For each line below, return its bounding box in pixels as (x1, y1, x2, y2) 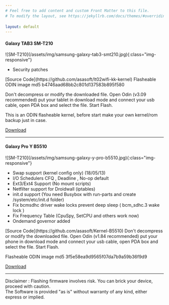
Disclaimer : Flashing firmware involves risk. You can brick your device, (5, 278, 153, 284)
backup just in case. (5, 117, 47, 124)
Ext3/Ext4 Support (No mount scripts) (12, 180, 92, 187)
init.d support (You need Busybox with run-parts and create (12, 191, 136, 197)
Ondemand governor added (12, 218, 70, 224)
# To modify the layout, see (5, 13, 66, 19)
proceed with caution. (5, 283, 51, 289)
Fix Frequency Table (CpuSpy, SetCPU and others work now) (12, 212, 139, 219)
